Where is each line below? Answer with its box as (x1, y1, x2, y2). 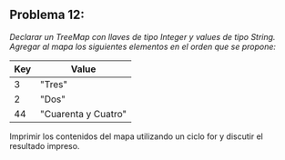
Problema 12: (9, 7, 85, 23)
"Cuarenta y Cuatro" (39, 107, 127, 120)
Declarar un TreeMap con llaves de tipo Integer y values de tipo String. (9, 31, 276, 42)
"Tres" (39, 77, 68, 90)
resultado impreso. (9, 140, 80, 151)
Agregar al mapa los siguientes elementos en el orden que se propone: (9, 41, 276, 52)
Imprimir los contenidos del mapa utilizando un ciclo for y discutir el (9, 131, 264, 142)
